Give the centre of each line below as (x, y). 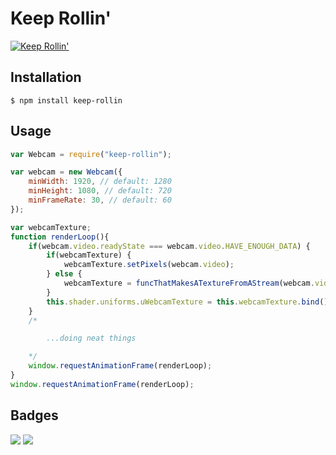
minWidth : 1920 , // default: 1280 (100, 182)
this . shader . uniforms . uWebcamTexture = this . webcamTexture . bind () (187, 302)
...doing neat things (91, 338)
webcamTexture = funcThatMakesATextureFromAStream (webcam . (189, 283)
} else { (64, 274)
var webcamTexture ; (51, 227)
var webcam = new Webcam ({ (66, 172)
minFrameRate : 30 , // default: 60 (100, 200)
